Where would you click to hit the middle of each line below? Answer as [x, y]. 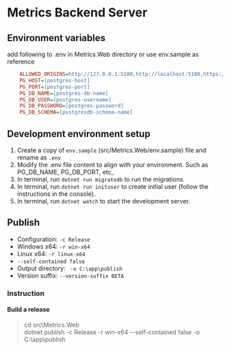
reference [21, 62]
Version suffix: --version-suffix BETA [71, 275]
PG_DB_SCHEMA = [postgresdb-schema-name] [76, 112]
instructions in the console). [56, 194]
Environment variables [56, 38]
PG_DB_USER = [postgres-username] [65, 100]
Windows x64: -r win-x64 [53, 246]
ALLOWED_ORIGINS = [44, 74]
